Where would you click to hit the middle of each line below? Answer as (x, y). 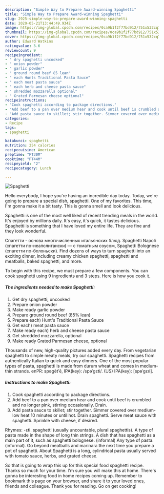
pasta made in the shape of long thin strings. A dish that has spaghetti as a (80, 435)
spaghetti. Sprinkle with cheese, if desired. (55, 421)
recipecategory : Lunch (28, 168)
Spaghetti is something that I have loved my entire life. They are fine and (78, 226)
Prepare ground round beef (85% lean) (51, 315)
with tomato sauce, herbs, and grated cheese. (51, 456)
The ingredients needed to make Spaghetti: (50, 287)
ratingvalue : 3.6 (23, 46)
